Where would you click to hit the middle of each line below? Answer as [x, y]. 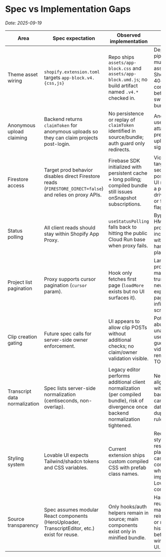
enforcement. [60, 346]
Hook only [120, 273]
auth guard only [127, 143]
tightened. [120, 425]
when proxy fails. [128, 246]
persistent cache [128, 173]
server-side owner [66, 340]
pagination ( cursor [66, 285]
